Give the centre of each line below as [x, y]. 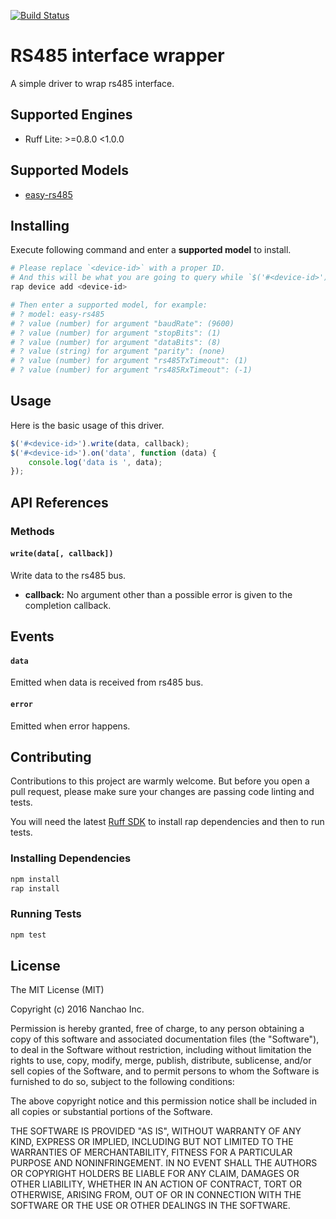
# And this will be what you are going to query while [127, 278]
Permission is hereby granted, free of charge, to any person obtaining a [157, 1029]
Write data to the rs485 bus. [68, 575]
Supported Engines [71, 115]
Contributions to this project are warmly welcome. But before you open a [160, 781]
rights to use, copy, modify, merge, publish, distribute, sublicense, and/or [161, 1061]
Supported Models [69, 170]
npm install [35, 879]
